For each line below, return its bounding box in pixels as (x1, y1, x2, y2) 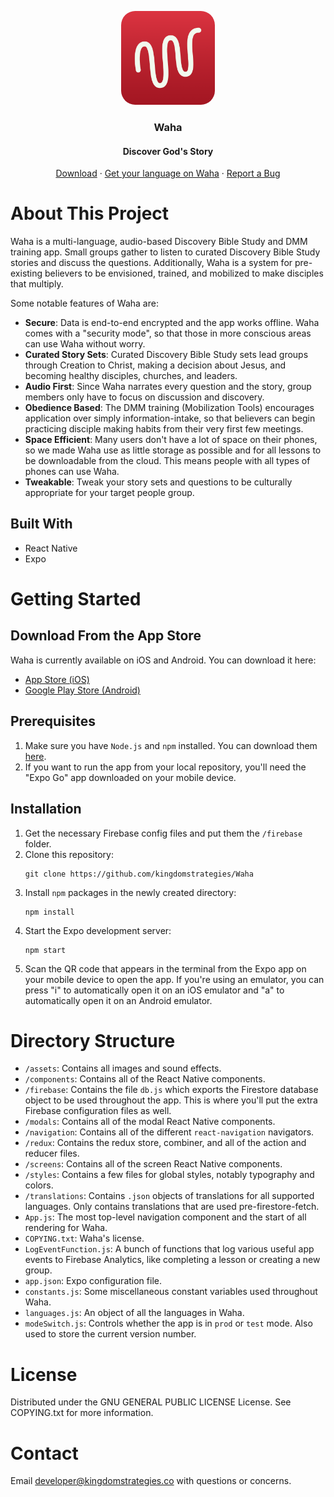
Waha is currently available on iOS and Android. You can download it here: (10, 654, 317, 666)
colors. (24, 1179, 54, 1191)
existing (10, 267, 43, 280)
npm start (24, 945, 67, 955)
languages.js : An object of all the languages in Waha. (24, 1307, 245, 1319)
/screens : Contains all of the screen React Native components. (24, 1158, 283, 1170)
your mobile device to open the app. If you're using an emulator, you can (24, 973, 325, 985)
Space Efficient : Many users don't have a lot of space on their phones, (24, 434, 318, 446)
